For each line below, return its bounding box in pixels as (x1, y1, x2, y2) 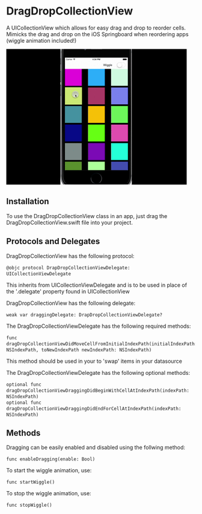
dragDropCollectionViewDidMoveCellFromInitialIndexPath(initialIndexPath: (6, 340, 198, 347)
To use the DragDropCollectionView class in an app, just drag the (6, 212, 168, 219)
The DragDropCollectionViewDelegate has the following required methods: (6, 322, 191, 330)
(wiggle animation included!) (6, 37, 77, 44)
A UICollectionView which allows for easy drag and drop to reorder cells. (6, 24, 186, 31)
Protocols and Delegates (6, 236, 100, 246)
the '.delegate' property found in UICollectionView (6, 287, 130, 295)
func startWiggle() (6, 479, 55, 486)
